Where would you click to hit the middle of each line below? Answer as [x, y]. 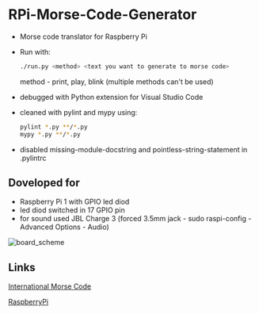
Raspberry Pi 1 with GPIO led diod [74, 202]
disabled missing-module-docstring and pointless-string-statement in [133, 149]
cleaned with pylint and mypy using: [78, 112]
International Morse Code [50, 286]
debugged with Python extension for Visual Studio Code [111, 97]
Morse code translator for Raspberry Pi [84, 36]
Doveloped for [44, 183]
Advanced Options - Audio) [64, 227]
